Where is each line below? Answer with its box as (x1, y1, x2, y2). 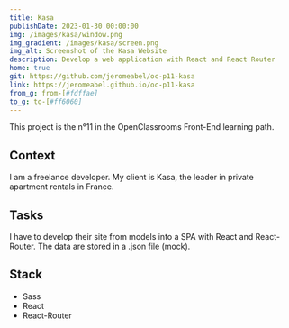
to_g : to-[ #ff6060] (9, 96, 83, 106)
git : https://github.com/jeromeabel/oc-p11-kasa (9, 72, 195, 81)
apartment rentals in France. (9, 181, 114, 192)
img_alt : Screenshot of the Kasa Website (9, 47, 167, 56)
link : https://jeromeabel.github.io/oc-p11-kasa (9, 80, 195, 89)
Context (9, 148, 56, 163)
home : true (9, 64, 50, 73)
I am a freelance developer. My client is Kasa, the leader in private (9, 172, 254, 183)
